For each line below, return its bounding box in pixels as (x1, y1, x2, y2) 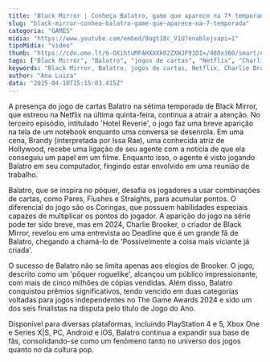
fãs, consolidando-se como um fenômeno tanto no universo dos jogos (8, 335, 241, 346)
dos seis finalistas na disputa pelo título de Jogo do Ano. (8, 303, 196, 313)
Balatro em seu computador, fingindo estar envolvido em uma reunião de (8, 161, 250, 171)
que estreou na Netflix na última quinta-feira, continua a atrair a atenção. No (8, 109, 261, 119)
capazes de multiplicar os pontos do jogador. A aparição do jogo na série (8, 211, 251, 220)
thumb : (8, 49, 31, 57)
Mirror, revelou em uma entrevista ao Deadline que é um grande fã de (8, 228, 239, 237)
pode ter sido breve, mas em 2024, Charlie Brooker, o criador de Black (8, 219, 242, 229)
